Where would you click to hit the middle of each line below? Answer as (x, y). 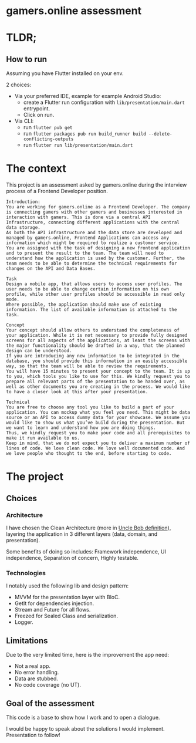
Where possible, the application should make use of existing (84, 305)
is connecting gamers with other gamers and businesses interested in (94, 212)
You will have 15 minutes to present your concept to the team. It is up (98, 372)
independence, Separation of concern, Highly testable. (72, 558)
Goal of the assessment (50, 703)
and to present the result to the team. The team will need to (85, 254)
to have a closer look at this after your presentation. (77, 392)
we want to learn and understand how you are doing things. (81, 428)
